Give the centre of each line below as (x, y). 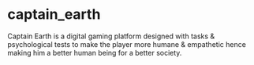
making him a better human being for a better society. (95, 52)
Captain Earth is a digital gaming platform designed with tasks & (111, 36)
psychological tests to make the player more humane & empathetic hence (127, 44)
